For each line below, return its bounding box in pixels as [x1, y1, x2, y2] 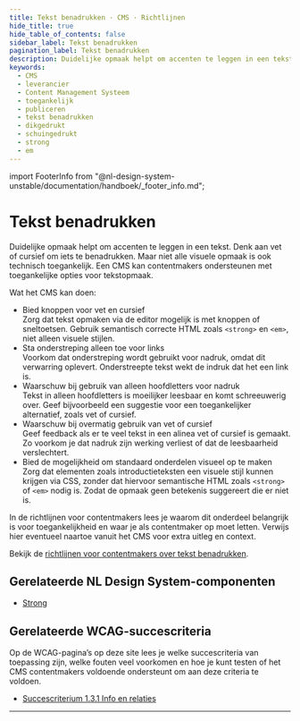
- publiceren [17, 105, 66, 114]
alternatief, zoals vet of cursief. [21, 409, 137, 420]
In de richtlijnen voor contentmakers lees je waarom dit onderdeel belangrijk [9, 512, 289, 522]
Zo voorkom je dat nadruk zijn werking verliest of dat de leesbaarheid [21, 437, 279, 448]
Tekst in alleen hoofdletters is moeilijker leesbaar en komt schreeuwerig [21, 390, 287, 401]
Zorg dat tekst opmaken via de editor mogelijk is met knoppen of [21, 314, 261, 325]
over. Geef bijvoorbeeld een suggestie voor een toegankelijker [21, 399, 252, 410]
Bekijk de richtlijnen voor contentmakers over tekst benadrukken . [9, 547, 249, 559]
